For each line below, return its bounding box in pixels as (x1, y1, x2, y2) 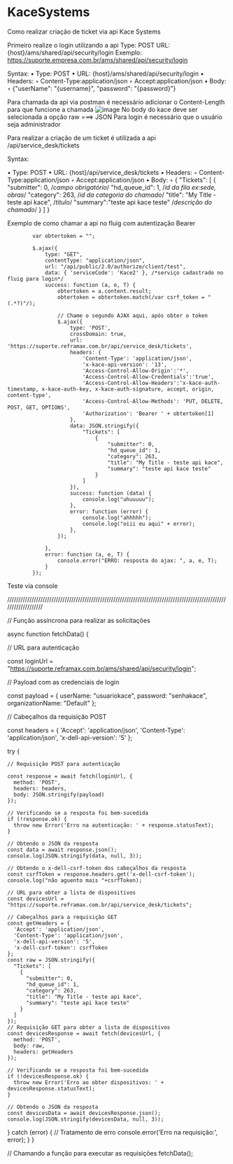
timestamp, (7, 386, 39, 393)
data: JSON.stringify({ (69, 422, 139, 429)
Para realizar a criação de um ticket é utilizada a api (7, 134, 156, 142)
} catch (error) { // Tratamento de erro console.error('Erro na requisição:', (7, 1128, 218, 1136)
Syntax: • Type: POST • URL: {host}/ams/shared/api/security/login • (7, 69, 204, 78)
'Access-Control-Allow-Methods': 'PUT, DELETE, (82, 398, 224, 405)
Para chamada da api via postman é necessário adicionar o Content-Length (7, 97, 225, 106)
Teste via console (7, 582, 58, 590)
